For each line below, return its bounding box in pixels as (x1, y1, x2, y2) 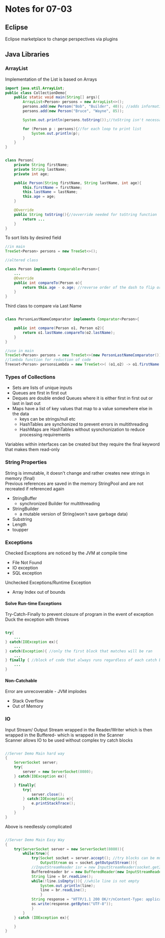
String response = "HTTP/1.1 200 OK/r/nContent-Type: (31, 897, 144, 902)
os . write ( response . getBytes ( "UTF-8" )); (31, 902, 113, 907)
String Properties (5, 459, 47, 466)
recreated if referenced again (5, 485, 65, 491)
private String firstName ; (14, 162, 69, 168)
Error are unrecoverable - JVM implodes (5, 689, 87, 695)
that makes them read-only (5, 447, 60, 453)
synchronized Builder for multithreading (19, 500, 100, 506)
